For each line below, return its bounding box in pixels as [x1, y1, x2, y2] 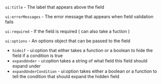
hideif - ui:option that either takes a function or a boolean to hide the [12, 48, 153, 53]
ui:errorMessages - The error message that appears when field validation [5, 14, 154, 19]
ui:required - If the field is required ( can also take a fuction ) [5, 28, 130, 34]
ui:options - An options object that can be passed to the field [5, 38, 130, 44]
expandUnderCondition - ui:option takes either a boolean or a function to [12, 68, 158, 74]
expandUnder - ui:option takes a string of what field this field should [12, 58, 148, 63]
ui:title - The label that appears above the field [5, 4, 104, 10]
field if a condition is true [12, 53, 63, 58]
